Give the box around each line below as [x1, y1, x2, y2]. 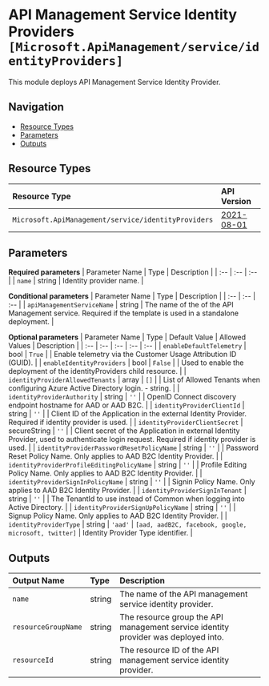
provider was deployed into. [119, 632, 224, 643]
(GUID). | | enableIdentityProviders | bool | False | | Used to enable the [8, 358, 244, 367]
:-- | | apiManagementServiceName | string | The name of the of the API [8, 300, 234, 310]
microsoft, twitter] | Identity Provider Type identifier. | [8, 528, 194, 538]
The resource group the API [119, 612, 224, 623]
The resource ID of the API [119, 644, 219, 656]
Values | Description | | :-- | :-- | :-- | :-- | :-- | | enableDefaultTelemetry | [8, 341, 247, 351]
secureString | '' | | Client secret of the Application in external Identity [8, 426, 240, 435]
